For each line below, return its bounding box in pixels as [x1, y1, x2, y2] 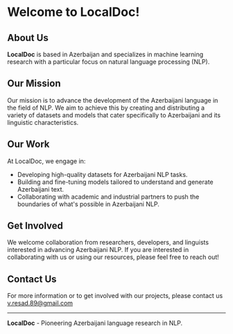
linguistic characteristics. [7, 118, 79, 126]
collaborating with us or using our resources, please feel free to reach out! [7, 253, 220, 261]
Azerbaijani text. [17, 185, 64, 193]
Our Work [7, 138, 50, 150]
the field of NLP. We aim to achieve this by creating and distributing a [7, 103, 205, 112]
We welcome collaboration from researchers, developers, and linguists [7, 238, 209, 247]
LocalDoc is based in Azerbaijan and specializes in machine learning [7, 50, 204, 58]
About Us [7, 32, 49, 44]
